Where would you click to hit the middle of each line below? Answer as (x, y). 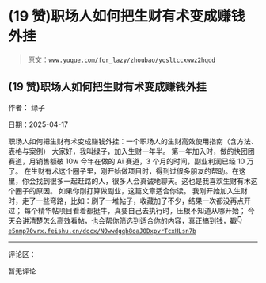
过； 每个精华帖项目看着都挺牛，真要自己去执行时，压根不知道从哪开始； (127, 210)
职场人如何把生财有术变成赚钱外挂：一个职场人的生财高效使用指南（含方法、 (133, 141)
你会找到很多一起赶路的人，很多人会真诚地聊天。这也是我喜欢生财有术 (136, 181)
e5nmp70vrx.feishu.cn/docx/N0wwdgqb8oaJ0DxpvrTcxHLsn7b (102, 231)
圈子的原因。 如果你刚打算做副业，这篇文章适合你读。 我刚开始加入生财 (131, 190)
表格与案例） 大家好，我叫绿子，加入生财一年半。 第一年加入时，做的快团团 (131, 151)
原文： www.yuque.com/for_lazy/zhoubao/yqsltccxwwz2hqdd (122, 59)
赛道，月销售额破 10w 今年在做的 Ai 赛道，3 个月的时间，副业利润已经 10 (127, 161)
